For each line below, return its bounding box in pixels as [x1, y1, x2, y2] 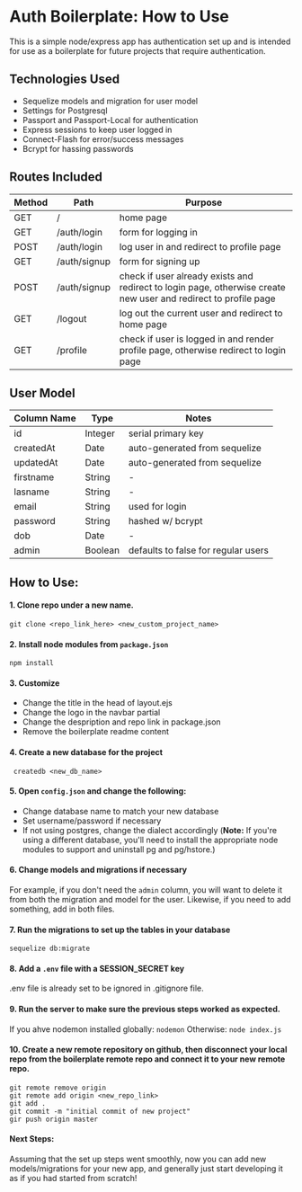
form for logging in [119, 226, 198, 238]
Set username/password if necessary [22, 815, 162, 826]
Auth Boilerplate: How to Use [9, 6, 229, 27]
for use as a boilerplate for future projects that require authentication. [9, 45, 266, 56]
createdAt [13, 442, 56, 455]
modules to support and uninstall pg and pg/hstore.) [22, 843, 216, 855]
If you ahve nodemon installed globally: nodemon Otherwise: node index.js [9, 1023, 282, 1035]
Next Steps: [9, 1134, 55, 1144]
